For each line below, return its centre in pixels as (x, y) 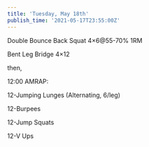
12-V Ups (20, 136)
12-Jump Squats (31, 122)
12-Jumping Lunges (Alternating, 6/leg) (64, 95)
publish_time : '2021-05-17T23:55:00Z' (64, 20)
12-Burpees (24, 108)
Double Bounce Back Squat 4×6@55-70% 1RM (75, 40)
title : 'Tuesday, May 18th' (48, 14)
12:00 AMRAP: (28, 81)
